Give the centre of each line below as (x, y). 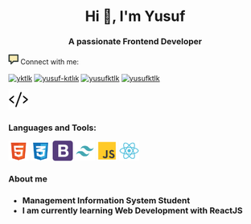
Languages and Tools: (52, 128)
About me (28, 179)
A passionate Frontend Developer (135, 42)
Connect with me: (49, 62)
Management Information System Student (106, 201)
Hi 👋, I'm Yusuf (135, 16)
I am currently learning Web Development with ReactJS (132, 210)
